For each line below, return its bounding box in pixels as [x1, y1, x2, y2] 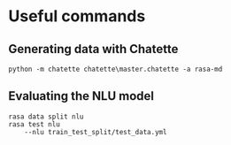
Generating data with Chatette [8, 42, 179, 57]
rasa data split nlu [8, 112, 85, 121]
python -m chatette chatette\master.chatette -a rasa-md [8, 65, 223, 73]
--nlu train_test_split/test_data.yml [24, 127, 167, 136]
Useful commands [8, 6, 146, 27]
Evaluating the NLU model [8, 88, 154, 103]
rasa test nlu [8, 119, 61, 129]
